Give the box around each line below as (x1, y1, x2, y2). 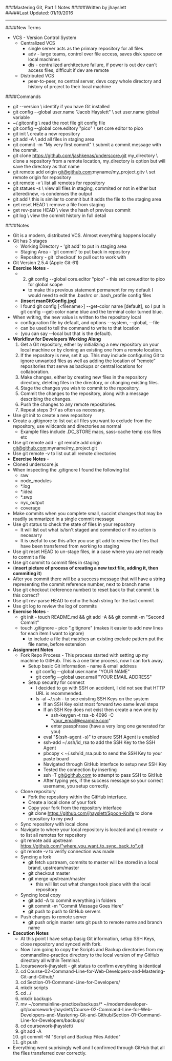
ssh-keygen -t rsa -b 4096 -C (51, 712, 114, 718)
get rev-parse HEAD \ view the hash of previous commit (12, 207, 131, 213)
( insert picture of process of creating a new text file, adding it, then (12, 565, 159, 571)
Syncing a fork (20, 854, 52, 860)
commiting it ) (12, 571, 42, 576)
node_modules (20, 478, 52, 484)
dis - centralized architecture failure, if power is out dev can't (28, 62, 157, 68)
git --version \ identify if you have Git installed (12, 104, 110, 109)
